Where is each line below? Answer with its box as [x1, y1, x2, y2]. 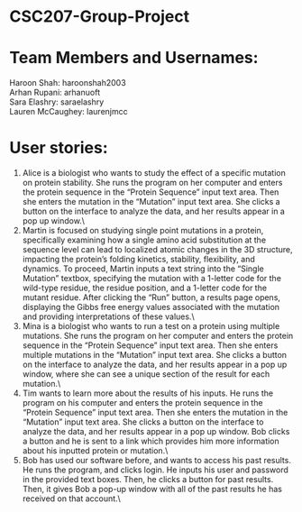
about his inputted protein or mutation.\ [22, 445, 169, 456]
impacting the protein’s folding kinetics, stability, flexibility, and [22, 254, 255, 265]
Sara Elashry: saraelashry [9, 96, 105, 107]
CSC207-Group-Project [9, 6, 190, 27]
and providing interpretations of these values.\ [22, 311, 196, 322]
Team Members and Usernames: [9, 48, 259, 69]
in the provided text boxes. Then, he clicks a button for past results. [22, 474, 274, 485]
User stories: [9, 138, 108, 159]
